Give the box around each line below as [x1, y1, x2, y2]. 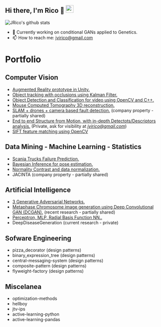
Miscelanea [5, 282, 42, 291]
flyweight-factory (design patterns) [12, 268, 84, 274]
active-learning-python [12, 311, 60, 317]
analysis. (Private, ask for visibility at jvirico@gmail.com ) [12, 123, 127, 129]
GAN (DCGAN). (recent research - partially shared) [12, 209, 116, 215]
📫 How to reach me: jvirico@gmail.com [12, 35, 93, 40]
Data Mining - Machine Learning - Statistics [5, 143, 142, 151]
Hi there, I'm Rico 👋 [5, 6, 65, 15]
